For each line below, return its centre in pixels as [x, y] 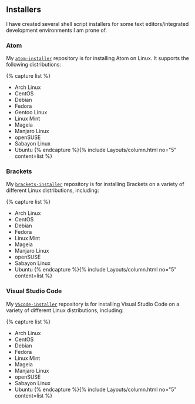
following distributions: [34, 65]
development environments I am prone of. [57, 30]
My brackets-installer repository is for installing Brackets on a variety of [95, 184]
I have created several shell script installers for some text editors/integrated [97, 24]
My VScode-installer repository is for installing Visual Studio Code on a [93, 304]
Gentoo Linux [31, 112]
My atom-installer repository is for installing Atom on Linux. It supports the [97, 58]
